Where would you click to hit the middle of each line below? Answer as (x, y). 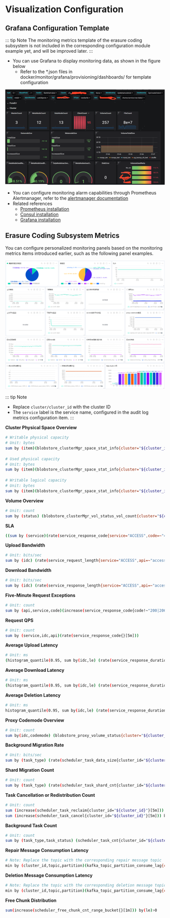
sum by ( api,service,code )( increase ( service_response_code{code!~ (77, 610)
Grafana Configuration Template (57, 28)
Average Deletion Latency (33, 695)
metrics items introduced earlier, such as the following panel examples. (79, 253)
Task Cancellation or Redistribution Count (50, 795)
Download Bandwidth (28, 570)
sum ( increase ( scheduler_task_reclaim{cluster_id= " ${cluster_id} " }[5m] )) (85, 810)
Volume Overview (25, 500)
